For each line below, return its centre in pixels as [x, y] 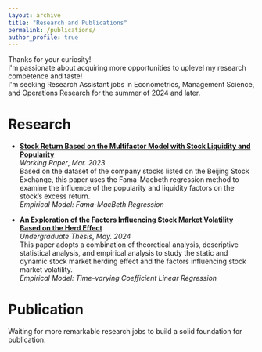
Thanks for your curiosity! [50, 60]
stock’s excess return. [55, 196]
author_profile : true [43, 37]
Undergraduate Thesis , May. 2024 [75, 237]
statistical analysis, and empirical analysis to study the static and [124, 253]
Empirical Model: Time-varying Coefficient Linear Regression [118, 278]
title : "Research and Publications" [68, 23]
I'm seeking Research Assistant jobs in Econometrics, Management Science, [131, 85]
